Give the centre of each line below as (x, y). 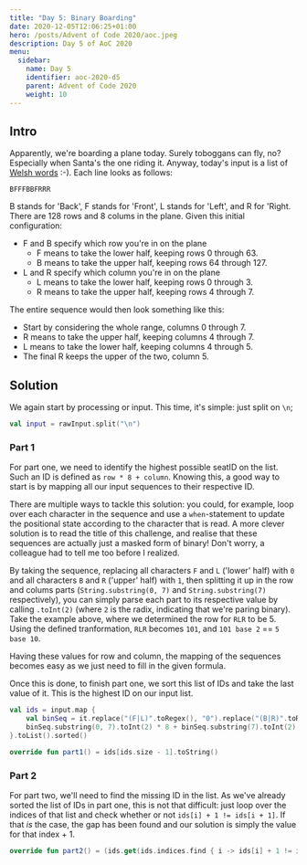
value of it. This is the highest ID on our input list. (101, 693)
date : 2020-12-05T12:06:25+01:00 (73, 26)
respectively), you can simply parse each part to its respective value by (144, 600)
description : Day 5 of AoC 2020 (71, 43)
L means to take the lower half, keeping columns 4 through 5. (138, 347)
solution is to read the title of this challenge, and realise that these (133, 533)
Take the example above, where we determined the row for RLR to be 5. (143, 619)
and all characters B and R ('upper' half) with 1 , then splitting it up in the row (152, 580)
